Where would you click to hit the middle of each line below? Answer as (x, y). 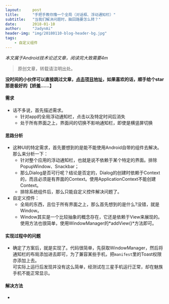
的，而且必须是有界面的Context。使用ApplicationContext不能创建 (88, 179)
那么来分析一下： (30, 154)
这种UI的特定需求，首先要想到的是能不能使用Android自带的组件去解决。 (87, 147)
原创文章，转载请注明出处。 (46, 68)
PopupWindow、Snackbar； (49, 167)
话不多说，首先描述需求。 (39, 110)
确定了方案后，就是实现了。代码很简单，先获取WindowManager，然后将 (88, 248)
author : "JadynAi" (29, 29)
